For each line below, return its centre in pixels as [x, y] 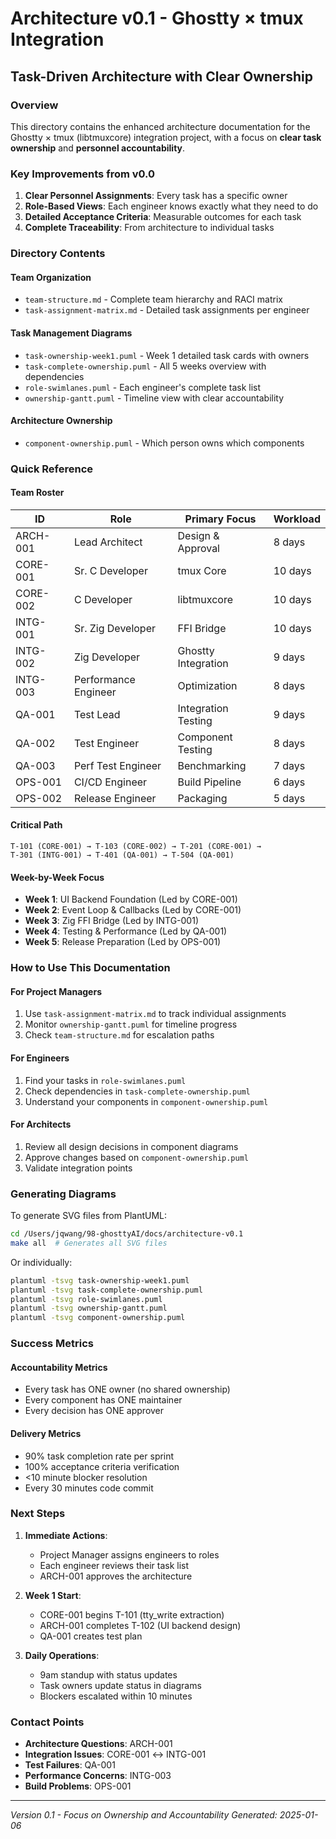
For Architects [41, 1124]
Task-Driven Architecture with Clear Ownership [161, 76]
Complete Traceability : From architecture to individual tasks [149, 228]
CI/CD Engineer [110, 782]
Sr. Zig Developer [115, 628]
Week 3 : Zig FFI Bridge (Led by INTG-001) [111, 921]
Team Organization [51, 277]
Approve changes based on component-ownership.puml [136, 1157]
